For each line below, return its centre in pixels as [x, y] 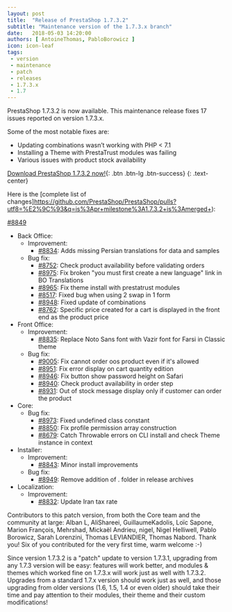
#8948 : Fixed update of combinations [92, 302]
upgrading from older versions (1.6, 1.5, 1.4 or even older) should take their [114, 588]
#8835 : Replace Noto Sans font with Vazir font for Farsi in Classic [132, 339]
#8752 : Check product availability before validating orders [121, 265]
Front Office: [35, 324]
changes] [21, 201]
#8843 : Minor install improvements [88, 465]
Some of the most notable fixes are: [58, 132]
